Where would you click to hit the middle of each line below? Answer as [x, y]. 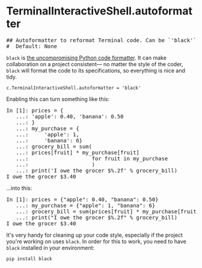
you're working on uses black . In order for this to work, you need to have [96, 241]
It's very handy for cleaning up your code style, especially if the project [95, 235]
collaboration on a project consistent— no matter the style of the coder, [95, 64]
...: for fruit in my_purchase [92, 158]
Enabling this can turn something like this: [58, 99]
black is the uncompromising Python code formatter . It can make [87, 58]
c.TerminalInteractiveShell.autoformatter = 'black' [74, 88]
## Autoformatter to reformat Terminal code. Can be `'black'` [101, 40]
